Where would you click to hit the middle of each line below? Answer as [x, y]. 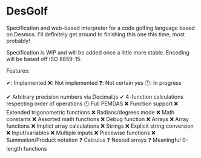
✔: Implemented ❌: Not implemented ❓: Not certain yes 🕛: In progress [94, 82]
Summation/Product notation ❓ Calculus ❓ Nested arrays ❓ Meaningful [94, 140]
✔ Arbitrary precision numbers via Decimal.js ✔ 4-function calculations [95, 97]
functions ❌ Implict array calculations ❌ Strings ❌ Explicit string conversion [100, 126]
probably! [18, 41]
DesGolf [27, 11]
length [14, 148]
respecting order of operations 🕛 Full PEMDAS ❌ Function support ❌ [92, 104]
